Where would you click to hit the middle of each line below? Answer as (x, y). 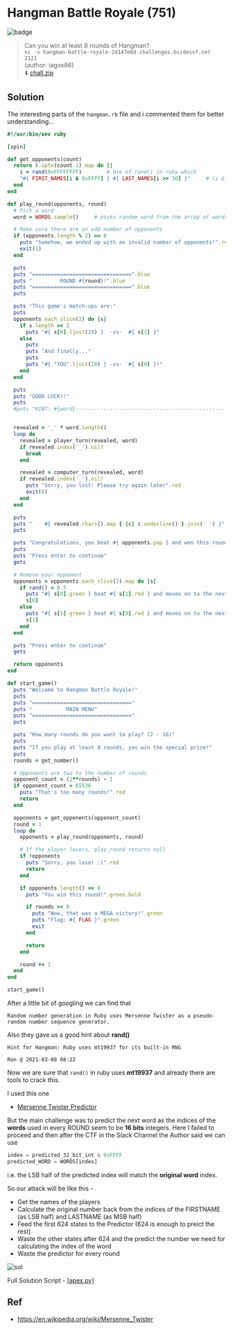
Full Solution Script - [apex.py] (51, 1280)
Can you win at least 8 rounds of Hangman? (87, 45)
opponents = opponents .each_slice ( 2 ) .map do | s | (85, 581)
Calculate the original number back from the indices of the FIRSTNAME (119, 1209)
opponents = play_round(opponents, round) (82, 837)
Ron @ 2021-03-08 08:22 (42, 1060)
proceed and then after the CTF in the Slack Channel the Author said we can (116, 1135)
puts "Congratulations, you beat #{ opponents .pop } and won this (111, 543)
